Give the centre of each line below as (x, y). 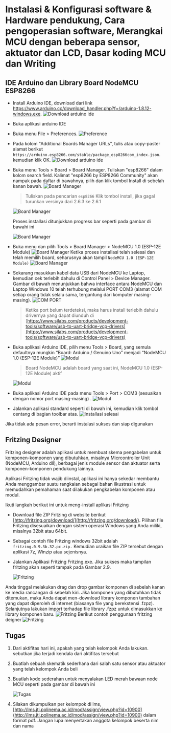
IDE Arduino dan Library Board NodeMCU (72, 83)
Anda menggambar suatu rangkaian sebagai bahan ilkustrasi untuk (76, 484)
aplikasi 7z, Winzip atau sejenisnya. (50, 552)
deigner (14, 619)
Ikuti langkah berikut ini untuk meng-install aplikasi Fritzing (67, 505)
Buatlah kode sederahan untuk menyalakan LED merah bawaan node (85, 679)
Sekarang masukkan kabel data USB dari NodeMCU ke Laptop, (79, 273)
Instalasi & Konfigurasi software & (79, 9)
